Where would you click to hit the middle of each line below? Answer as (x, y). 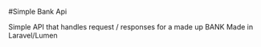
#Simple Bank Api (38, 12)
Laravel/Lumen (33, 35)
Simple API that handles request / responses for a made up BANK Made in (131, 27)
